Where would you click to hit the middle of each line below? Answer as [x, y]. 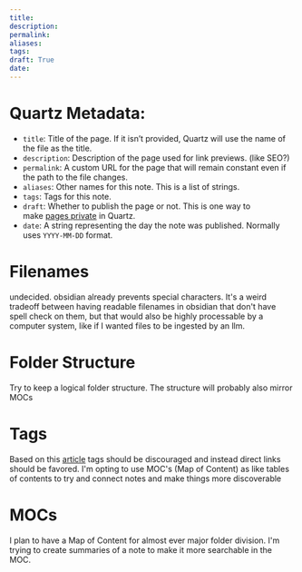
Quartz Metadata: [78, 113]
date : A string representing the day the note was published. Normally [151, 225]
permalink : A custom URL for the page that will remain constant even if [154, 167]
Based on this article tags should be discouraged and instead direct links [145, 459]
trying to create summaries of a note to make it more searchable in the [141, 549]
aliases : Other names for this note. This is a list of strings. [131, 186]
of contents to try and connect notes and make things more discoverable [146, 478]
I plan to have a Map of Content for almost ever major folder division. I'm [145, 540]
